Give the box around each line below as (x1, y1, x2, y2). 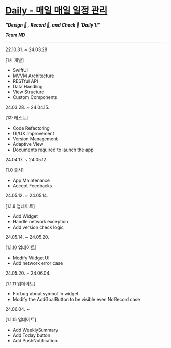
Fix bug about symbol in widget (12, 290, 79, 296)
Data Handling (12, 83, 43, 89)
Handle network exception (12, 218, 68, 225)
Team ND (5, 32, 25, 38)
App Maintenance (12, 177, 50, 183)
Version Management (12, 136, 58, 142)
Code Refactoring (12, 125, 50, 131)
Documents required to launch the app (12, 146, 94, 153)
